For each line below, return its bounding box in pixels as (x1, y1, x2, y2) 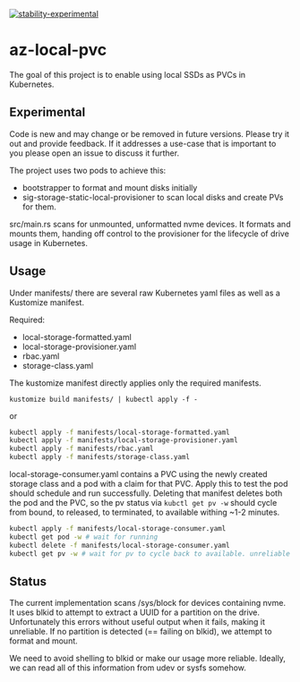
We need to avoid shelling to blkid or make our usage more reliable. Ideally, (9, 653, 287, 664)
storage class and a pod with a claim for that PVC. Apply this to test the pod (9, 479, 288, 490)
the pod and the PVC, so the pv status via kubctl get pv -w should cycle (9, 498, 278, 508)
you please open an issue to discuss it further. (9, 148, 180, 158)
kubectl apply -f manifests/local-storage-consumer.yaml (9, 524, 227, 533)
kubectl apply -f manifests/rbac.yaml (9, 444, 154, 454)
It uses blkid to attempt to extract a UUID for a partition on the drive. (9, 607, 261, 618)
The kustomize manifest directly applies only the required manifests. (9, 377, 261, 388)
